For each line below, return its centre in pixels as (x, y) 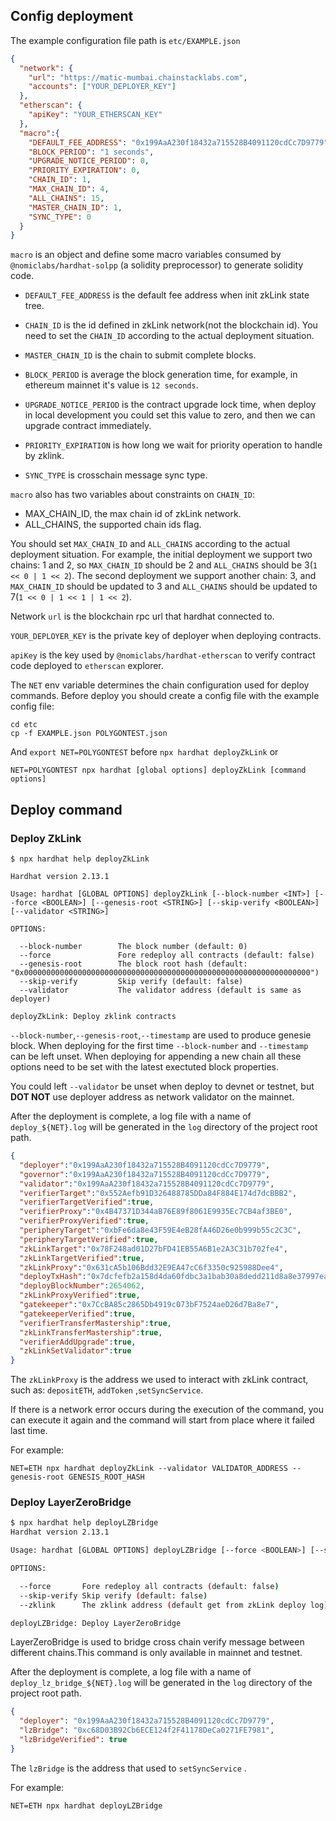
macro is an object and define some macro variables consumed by (146, 255)
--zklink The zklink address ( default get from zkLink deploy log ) (174, 1605)
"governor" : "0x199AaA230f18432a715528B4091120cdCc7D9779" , (145, 1174)
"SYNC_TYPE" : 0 (60, 217)
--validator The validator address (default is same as (160, 990)
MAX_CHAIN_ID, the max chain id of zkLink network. (133, 514)
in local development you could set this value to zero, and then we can (170, 415)
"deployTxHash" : (53, 1277)
